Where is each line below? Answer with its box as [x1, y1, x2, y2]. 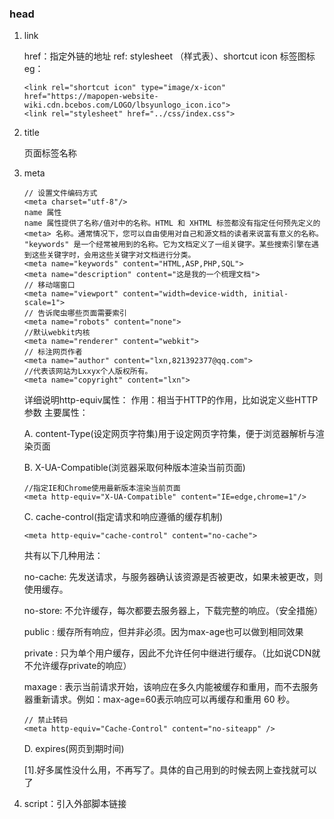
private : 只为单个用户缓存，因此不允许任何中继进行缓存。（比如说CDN [23, 647, 312, 659]
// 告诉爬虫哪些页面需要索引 [23, 308, 127, 319]
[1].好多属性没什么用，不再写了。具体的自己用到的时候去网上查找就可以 [23, 764, 317, 776]
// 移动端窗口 [23, 280, 76, 291]
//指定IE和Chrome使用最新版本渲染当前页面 [23, 483, 181, 494]
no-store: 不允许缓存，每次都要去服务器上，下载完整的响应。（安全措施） [23, 605, 324, 617]
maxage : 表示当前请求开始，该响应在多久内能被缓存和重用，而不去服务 [23, 681, 319, 693]
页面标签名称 [23, 147, 77, 159]
